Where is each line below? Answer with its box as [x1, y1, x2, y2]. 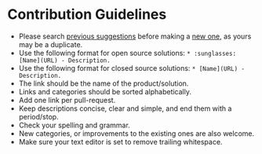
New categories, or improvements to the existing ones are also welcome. [18, 128, 255, 138]
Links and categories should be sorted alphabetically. [18, 86, 191, 96]
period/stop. [18, 112, 60, 121]
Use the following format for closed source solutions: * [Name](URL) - [18, 63, 245, 72]
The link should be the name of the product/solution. [18, 79, 189, 88]
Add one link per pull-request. [18, 95, 116, 104]
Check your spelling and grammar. [18, 120, 130, 130]
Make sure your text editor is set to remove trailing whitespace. [18, 137, 223, 146]
